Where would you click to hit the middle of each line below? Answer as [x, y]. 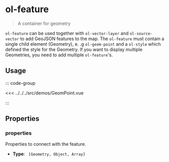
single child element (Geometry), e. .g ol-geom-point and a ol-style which [83, 44]
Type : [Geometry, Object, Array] [49, 154]
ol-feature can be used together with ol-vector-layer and [67, 33]
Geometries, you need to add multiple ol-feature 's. [59, 55]
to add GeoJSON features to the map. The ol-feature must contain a [92, 39]
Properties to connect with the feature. [46, 144]
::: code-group [20, 83]
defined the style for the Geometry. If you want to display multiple [74, 49]
